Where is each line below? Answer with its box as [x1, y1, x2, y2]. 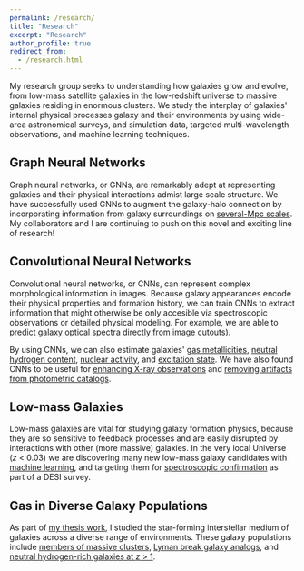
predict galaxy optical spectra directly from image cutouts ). [9, 326, 231, 337]
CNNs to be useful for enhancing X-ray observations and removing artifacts [9, 363, 293, 374]
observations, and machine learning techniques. [9, 129, 190, 139]
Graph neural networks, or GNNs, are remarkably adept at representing [9, 179, 276, 190]
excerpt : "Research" [9, 30, 88, 39]
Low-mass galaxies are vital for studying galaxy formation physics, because [9, 424, 294, 435]
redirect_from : [9, 47, 67, 56]
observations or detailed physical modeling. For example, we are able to [9, 316, 279, 327]
